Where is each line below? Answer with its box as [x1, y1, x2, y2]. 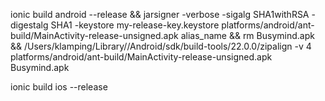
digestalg [10, 19, 49, 31]
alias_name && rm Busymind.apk [180, 30, 315, 41]
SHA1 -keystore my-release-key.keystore [50, 19, 220, 31]
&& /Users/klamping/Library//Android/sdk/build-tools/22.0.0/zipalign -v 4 [10, 40, 312, 52]
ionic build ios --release [10, 81, 108, 93]
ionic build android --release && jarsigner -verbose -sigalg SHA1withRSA [10, 9, 310, 20]
